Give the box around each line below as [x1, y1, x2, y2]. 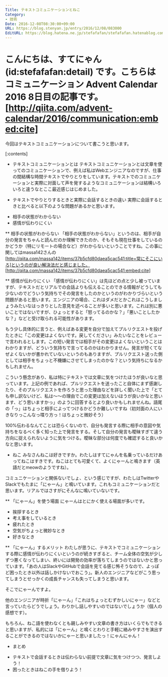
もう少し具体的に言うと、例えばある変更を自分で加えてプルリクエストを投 [5, 326, 158, 332]
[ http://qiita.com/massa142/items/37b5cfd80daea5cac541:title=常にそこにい [5, 255, 163, 261]
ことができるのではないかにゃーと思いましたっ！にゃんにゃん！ [9, 632, 141, 638]
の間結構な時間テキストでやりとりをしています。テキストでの [12, 173, 139, 179]
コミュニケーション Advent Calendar [5, 79, 158, 90]
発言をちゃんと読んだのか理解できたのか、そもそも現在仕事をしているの [13, 236, 163, 243]
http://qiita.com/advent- [8, 102, 113, 114]
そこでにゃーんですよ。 [5, 586, 53, 592]
